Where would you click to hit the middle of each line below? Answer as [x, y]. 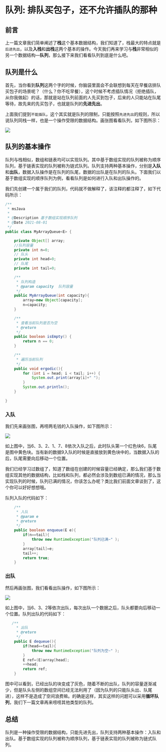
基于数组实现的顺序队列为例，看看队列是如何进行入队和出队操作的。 [74, 178]
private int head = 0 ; [35, 259]
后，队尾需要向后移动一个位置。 [38, 458]
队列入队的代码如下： [27, 498]
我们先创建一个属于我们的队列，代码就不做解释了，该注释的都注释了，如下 [81, 188]
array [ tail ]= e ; [39, 549]
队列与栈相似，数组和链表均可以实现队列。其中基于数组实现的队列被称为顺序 [83, 159]
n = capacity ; [35, 305]
